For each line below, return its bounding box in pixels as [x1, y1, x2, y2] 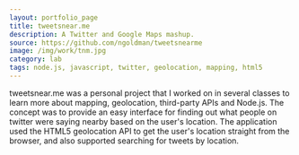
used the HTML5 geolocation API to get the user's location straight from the [9, 125, 290, 136]
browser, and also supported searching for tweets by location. [9, 135, 240, 146]
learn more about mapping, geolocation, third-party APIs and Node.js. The [9, 97, 285, 108]
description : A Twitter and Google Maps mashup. [9, 30, 195, 39]
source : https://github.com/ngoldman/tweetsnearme [9, 38, 203, 47]
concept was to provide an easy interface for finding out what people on [9, 107, 277, 117]
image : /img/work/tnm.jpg [9, 47, 106, 56]
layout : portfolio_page [9, 13, 99, 22]
